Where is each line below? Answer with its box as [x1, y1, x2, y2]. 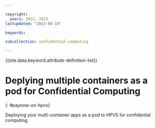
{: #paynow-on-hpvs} [5, 102, 50, 108]
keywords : [5, 30, 26, 35]
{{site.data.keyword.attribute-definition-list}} [5, 57, 98, 63]
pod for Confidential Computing [5, 86, 140, 97]
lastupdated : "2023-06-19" [5, 21, 62, 26]
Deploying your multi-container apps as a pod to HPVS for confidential [5, 112, 151, 118]
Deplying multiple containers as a [5, 75, 148, 86]
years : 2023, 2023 [10, 16, 49, 22]
